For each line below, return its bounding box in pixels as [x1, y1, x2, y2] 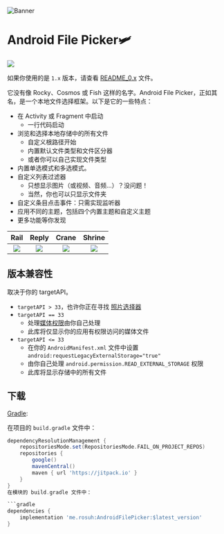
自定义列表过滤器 [17, 172, 66, 180]
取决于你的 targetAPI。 [7, 288, 73, 296]
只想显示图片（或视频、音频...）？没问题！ [27, 181, 149, 189]
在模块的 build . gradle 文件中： [7, 489, 92, 496]
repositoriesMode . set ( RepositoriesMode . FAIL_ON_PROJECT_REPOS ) [19, 444, 206, 451]
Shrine [82, 232, 106, 242]
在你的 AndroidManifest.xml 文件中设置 [27, 343, 139, 352]
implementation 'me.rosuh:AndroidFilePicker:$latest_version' [19, 514, 203, 522]
